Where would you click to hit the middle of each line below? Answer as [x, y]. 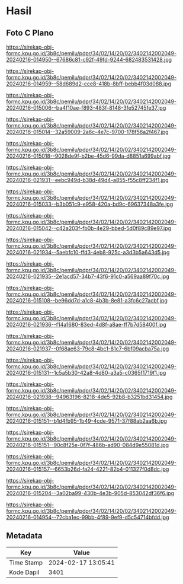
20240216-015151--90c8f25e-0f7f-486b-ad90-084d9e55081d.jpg [87, 445]
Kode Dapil [24, 572]
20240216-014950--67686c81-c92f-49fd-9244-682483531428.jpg [89, 60]
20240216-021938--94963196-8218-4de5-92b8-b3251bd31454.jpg [89, 397]
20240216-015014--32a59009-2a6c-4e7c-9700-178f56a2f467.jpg [87, 132]
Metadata [24, 536]
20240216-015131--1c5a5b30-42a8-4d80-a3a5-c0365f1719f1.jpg [86, 373]
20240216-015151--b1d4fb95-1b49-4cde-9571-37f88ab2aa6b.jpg [87, 421]
